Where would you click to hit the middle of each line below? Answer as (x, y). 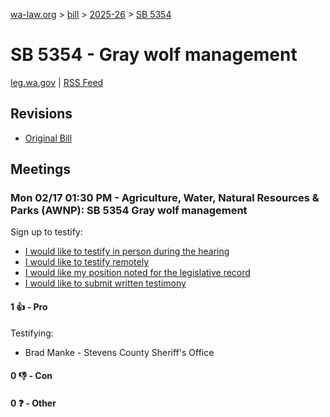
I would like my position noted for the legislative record (137, 273)
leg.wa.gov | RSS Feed (57, 82)
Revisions (41, 114)
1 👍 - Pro (29, 307)
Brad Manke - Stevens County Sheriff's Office (119, 352)
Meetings (41, 169)
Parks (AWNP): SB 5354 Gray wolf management (129, 211)
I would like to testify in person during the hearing (127, 251)
